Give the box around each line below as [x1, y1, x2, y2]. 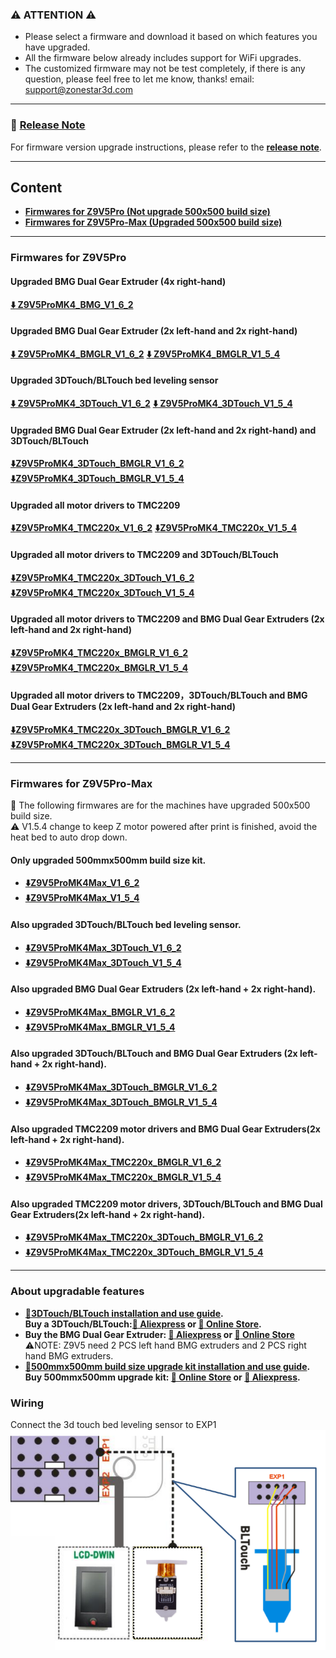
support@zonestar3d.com [24, 84, 134, 96]
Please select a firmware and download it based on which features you [24, 31, 318, 43]
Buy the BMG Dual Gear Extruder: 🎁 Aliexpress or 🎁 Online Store [24, 1328, 295, 1340]
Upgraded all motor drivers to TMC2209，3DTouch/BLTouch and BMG [10, 689, 308, 702]
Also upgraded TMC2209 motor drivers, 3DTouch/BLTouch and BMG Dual [10, 1198, 323, 1210]
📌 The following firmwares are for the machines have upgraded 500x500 [10, 799, 311, 812]
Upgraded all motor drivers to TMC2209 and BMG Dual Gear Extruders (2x [10, 613, 325, 625]
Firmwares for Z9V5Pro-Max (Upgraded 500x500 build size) [24, 216, 283, 228]
